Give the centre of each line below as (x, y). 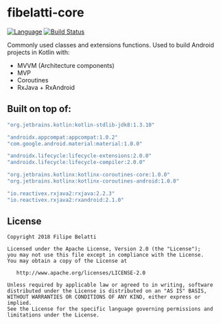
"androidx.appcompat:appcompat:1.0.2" (62, 137)
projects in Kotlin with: (38, 52)
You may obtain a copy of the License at (67, 261)
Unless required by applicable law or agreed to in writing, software (110, 285)
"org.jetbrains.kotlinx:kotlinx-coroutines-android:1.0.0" (93, 181)
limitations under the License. (53, 315)
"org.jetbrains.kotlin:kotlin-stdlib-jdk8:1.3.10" (81, 125)
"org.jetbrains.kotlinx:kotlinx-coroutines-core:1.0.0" (89, 175)
